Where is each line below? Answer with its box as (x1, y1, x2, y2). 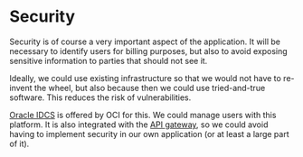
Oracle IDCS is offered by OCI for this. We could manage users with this (9, 109, 277, 120)
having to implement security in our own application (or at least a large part (9, 128, 289, 139)
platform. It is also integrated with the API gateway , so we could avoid (9, 119, 269, 130)
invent (9, 82, 33, 93)
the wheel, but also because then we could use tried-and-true (34, 82, 266, 93)
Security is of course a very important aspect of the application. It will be (9, 36, 280, 47)
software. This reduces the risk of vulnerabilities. (9, 92, 192, 103)
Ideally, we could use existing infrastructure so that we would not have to (9, 72, 282, 83)
